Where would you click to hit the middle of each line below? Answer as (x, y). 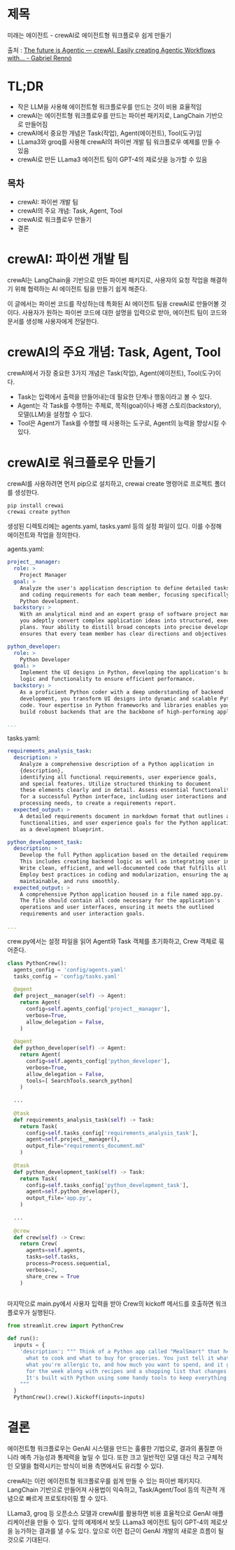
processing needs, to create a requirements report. (98, 803)
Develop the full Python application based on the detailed (109, 855)
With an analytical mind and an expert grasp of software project (119, 614)
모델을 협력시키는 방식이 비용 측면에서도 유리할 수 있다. (89, 1466)
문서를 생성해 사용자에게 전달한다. (53, 321)
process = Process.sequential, (68, 1264)
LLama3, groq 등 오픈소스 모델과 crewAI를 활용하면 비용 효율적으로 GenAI (109, 1513)
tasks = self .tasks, (52, 1257)
